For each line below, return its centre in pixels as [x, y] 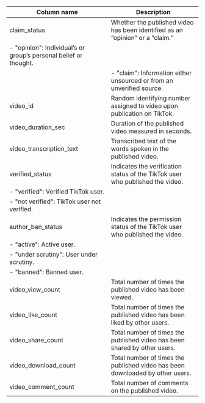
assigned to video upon [144, 106]
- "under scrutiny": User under [53, 254]
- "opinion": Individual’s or [47, 47]
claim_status [27, 30]
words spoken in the [140, 149]
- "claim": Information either [151, 73]
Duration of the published [147, 123]
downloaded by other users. [151, 373]
